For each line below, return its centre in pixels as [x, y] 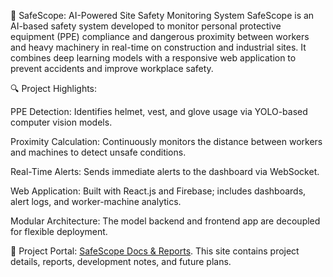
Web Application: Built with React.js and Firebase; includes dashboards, [158, 191]
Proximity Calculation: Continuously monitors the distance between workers [166, 141]
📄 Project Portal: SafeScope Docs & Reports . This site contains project [155, 251]
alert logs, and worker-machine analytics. [96, 201]
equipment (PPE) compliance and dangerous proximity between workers [160, 36]
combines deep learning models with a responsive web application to [153, 58]
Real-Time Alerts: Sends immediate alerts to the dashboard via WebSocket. [165, 171]
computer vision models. [61, 122]
